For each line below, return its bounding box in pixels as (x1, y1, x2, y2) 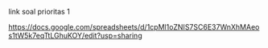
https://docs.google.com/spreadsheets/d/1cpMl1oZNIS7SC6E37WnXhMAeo (8, 22, 260, 31)
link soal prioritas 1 (8, 7, 70, 16)
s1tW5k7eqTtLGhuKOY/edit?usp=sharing (8, 31, 142, 40)
